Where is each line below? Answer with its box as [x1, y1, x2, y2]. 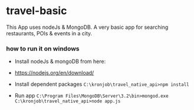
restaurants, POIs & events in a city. [6, 29, 93, 36]
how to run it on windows [6, 44, 80, 52]
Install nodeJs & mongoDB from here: [14, 58, 106, 65]
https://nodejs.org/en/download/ [14, 69, 94, 76]
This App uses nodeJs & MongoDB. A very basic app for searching [6, 24, 169, 31]
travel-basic [6, 4, 67, 18]
